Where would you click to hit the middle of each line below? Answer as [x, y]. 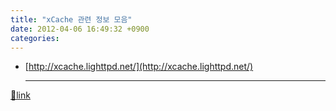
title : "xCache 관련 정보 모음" [71, 19]
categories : [35, 38]
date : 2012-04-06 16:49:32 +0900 [80, 29]
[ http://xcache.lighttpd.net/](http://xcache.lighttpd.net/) [139, 67]
